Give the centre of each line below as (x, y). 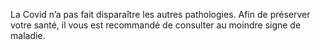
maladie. (28, 35)
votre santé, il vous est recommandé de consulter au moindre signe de (156, 25)
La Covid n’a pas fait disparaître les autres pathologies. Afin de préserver (160, 14)
